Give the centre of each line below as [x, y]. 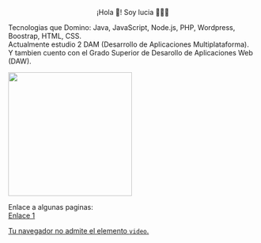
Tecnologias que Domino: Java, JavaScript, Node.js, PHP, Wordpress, [122, 27]
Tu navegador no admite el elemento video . [79, 231]
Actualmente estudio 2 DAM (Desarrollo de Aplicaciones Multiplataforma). [129, 44]
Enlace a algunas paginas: [51, 207]
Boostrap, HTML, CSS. [45, 36]
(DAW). [20, 61]
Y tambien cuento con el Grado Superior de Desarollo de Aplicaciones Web [130, 53]
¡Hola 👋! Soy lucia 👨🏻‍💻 [133, 12]
